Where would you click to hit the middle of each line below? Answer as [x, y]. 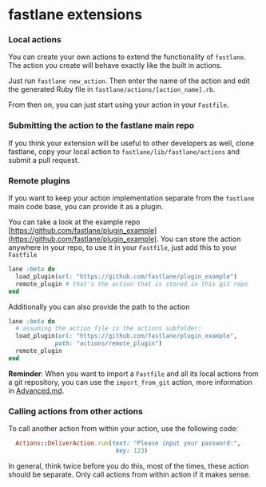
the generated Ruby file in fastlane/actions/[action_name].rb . [112, 89]
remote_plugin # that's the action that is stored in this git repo [132, 284]
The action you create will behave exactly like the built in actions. [115, 65]
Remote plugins [39, 180]
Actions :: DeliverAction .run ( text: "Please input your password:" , [128, 443]
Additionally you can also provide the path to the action [99, 307]
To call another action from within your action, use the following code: [123, 429]
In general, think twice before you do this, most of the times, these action [129, 465]
